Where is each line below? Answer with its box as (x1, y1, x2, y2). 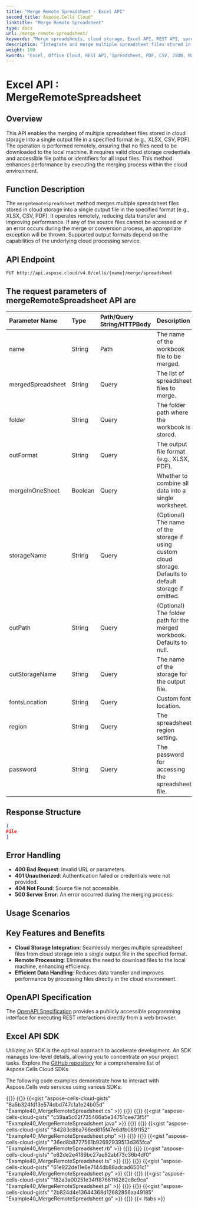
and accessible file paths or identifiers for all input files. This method (6, 155, 173, 162)
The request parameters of (6, 286, 107, 296)
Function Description (6, 184, 85, 195)
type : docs (6, 25, 33, 31)
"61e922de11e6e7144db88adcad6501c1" (51, 1164, 149, 1171)
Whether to (156, 472, 188, 480)
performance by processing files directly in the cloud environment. (14, 975, 177, 982)
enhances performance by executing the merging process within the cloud (6, 160, 187, 168)
